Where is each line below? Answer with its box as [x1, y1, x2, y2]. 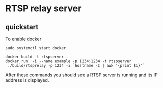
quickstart [5, 23, 39, 31]
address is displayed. [5, 77, 49, 83]
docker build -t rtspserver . [5, 54, 69, 59]
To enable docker [5, 36, 42, 42]
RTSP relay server [5, 3, 82, 14]
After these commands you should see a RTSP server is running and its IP [5, 72, 158, 78]
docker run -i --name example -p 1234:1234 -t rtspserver [5, 59, 132, 64]
